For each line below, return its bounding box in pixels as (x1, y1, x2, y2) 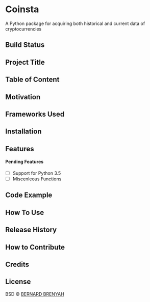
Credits (5, 260, 30, 268)
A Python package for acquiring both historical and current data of (5, 20, 145, 26)
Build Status (5, 41, 45, 49)
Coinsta (5, 4, 39, 15)
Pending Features (5, 159, 44, 165)
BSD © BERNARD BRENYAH (5, 291, 65, 297)
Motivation (5, 93, 41, 101)
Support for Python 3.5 (12, 170, 61, 176)
